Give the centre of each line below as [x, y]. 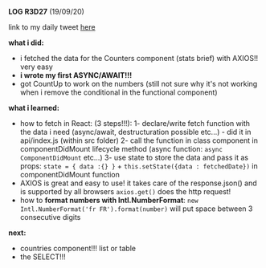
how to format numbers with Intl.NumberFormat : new [109, 200]
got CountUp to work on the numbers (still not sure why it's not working [139, 84]
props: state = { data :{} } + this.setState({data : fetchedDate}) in [139, 166]
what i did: [26, 43]
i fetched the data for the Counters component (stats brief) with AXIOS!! [139, 58]
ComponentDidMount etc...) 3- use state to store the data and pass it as [134, 157]
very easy [37, 67]
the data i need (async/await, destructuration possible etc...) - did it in [135, 132]
